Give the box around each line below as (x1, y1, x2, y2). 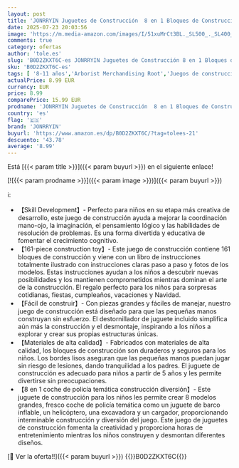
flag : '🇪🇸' (7, 116, 43, 123)
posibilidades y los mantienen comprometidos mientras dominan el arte (17, 276, 228, 284)
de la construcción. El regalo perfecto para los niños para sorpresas (17, 283, 217, 292)
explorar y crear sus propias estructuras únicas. (17, 330, 159, 338)
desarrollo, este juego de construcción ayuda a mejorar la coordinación (17, 214, 228, 222)
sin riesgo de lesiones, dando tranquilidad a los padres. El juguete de (17, 361, 221, 370)
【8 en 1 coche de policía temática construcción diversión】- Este (17, 385, 211, 394)
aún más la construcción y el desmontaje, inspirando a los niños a (17, 322, 211, 331)
